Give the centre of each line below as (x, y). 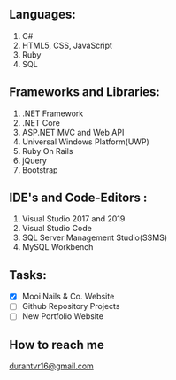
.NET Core (41, 122)
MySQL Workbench (57, 247)
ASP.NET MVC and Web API (73, 132)
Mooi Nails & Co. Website (68, 297)
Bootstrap (40, 170)
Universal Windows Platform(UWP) (86, 142)
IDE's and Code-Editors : (78, 198)
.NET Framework (53, 113)
